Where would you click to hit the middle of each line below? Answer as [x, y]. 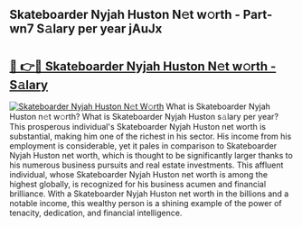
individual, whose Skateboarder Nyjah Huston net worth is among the [139, 174]
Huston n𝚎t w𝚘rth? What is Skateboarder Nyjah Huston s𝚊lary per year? [144, 117]
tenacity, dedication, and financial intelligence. [96, 213]
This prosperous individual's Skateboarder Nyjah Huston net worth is [138, 127]
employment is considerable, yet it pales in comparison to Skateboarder [143, 146]
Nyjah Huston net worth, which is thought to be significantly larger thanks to [151, 155]
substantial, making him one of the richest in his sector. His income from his [151, 136]
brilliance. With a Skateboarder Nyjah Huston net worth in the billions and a [149, 194]
